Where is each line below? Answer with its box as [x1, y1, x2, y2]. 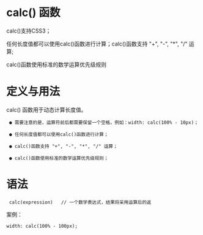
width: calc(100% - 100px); [6, 223, 78, 229]
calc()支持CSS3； [6, 27, 51, 34]
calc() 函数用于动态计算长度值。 [6, 106, 87, 114]
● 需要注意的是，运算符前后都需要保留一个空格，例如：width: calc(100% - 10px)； [9, 119, 199, 126]
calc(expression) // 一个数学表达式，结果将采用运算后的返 [9, 199, 152, 206]
